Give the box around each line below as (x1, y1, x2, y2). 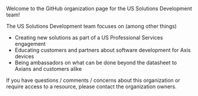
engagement (14, 41, 46, 47)
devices (14, 53, 34, 59)
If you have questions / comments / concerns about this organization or (6, 77, 180, 84)
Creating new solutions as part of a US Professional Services (14, 34, 164, 41)
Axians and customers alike (14, 65, 82, 72)
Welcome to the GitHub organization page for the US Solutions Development (6, 5, 192, 12)
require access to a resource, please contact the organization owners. (6, 83, 177, 90)
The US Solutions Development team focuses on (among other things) (6, 23, 177, 29)
